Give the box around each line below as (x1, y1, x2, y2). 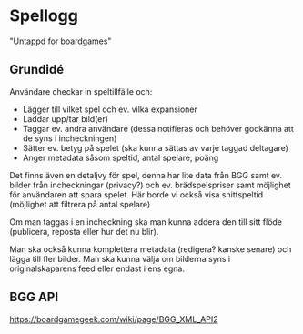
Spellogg (9, 5, 79, 26)
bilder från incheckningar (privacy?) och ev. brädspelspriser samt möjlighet (9, 179, 291, 190)
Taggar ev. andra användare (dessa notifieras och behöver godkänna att (22, 123, 294, 134)
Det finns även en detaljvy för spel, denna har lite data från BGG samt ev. (9, 169, 283, 180)
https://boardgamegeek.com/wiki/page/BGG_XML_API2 (9, 313, 218, 324)
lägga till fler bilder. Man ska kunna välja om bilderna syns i (9, 253, 230, 264)
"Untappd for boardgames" (9, 35, 112, 46)
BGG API (9, 289, 59, 305)
